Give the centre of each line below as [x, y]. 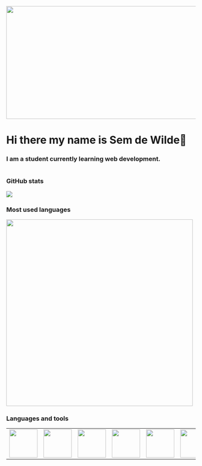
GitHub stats [25, 181]
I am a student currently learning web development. [84, 159]
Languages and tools [38, 418]
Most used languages [38, 210]
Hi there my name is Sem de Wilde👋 [96, 140]
